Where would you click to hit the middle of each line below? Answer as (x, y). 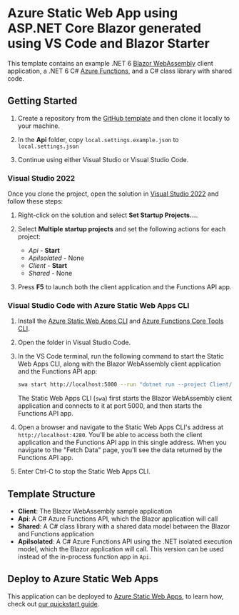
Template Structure (51, 494)
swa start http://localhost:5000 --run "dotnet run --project (112, 385)
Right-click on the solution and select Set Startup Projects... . (108, 215)
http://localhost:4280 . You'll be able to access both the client (110, 435)
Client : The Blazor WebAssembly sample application (95, 511)
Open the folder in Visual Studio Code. (74, 342)
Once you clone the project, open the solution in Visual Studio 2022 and (113, 194)
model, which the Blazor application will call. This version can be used (121, 549)
